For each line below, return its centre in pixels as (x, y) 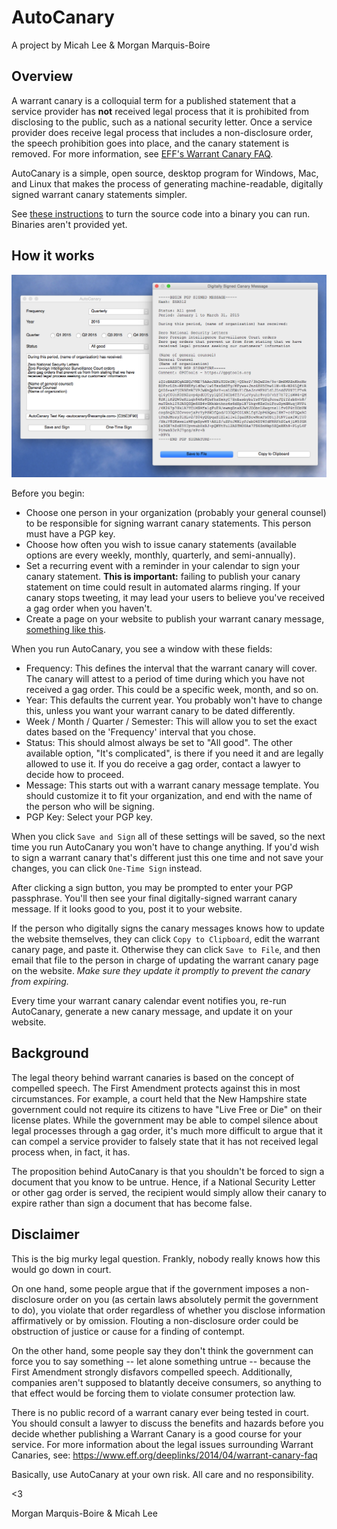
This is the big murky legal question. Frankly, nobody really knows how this (166, 1258)
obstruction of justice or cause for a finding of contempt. (128, 1331)
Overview (42, 76)
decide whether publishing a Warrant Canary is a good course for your (157, 1433)
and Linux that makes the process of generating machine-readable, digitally (167, 183)
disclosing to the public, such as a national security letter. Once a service (162, 122)
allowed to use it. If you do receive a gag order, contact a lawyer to (163, 763)
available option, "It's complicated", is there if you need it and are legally (174, 753)
